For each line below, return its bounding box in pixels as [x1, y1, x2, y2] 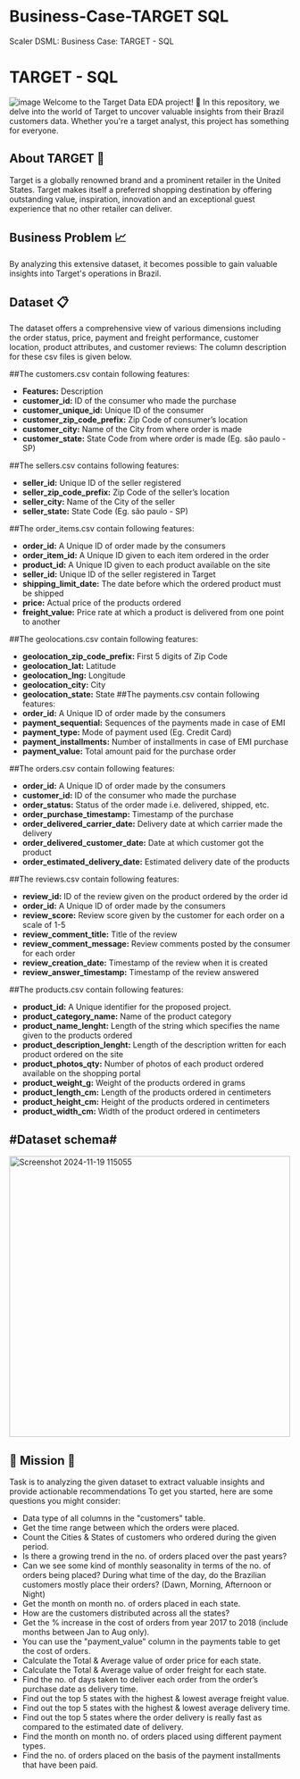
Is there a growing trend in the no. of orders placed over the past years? [21, 1550, 287, 1561]
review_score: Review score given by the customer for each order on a [21, 910, 286, 921]
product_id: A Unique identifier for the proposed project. [21, 1002, 232, 1013]
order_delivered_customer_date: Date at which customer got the [21, 838, 264, 848]
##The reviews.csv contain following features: [9, 873, 180, 885]
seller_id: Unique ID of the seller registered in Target [21, 569, 216, 580]
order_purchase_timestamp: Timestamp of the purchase [21, 809, 234, 820]
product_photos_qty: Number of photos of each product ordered [21, 1058, 264, 1069]
